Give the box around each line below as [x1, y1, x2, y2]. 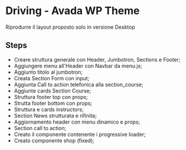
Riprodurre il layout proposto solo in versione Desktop [5, 23, 135, 30]
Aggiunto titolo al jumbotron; [13, 69, 83, 76]
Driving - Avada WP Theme [5, 4, 140, 18]
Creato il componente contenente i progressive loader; [13, 131, 146, 138]
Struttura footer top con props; [13, 93, 88, 100]
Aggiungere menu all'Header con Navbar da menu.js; [13, 62, 143, 69]
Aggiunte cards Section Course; [13, 87, 91, 94]
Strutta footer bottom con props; [13, 100, 92, 107]
